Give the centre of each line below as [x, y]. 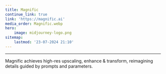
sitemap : [14, 38]
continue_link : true [26, 14]
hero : [11, 28]
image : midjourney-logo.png [43, 33]
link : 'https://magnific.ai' [35, 19]
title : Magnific [22, 10]
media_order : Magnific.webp [34, 24]
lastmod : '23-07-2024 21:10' [44, 42]
